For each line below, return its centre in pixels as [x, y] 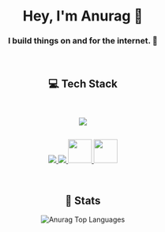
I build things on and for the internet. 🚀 [83, 41]
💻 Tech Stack [83, 83]
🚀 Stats [83, 200]
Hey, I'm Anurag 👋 [83, 16]
